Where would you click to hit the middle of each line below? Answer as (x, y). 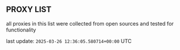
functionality (21, 30)
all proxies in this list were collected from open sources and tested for (90, 23)
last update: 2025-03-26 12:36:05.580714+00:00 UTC (69, 41)
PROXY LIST (29, 10)
